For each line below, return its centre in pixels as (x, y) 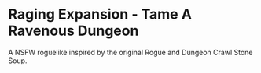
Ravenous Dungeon (74, 31)
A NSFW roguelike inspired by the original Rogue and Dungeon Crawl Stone (130, 52)
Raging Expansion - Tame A (100, 14)
